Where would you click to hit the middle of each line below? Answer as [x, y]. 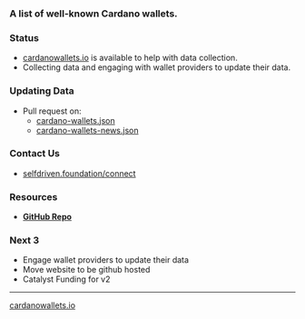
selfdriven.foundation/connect [79, 173]
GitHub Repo [47, 217]
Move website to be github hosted [86, 270]
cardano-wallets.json [75, 120]
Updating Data [42, 91]
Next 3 [25, 241]
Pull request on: [52, 111]
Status [24, 37]
